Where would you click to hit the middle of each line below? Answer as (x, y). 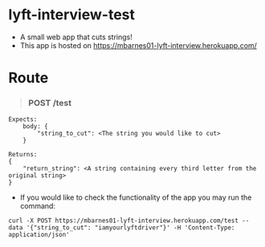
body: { (35, 127)
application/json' (39, 235)
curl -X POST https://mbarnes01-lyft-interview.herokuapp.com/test (124, 221)
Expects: (23, 119)
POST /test (50, 103)
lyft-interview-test (71, 15)
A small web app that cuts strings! (76, 37)
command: (38, 206)
